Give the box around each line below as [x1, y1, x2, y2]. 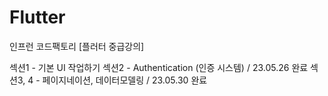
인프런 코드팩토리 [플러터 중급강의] [9, 40, 145, 52]
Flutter [9, 6, 66, 29]
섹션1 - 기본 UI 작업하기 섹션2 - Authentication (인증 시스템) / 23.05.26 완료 [9, 61, 309, 73]
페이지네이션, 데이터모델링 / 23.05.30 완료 [42, 74, 208, 86]
